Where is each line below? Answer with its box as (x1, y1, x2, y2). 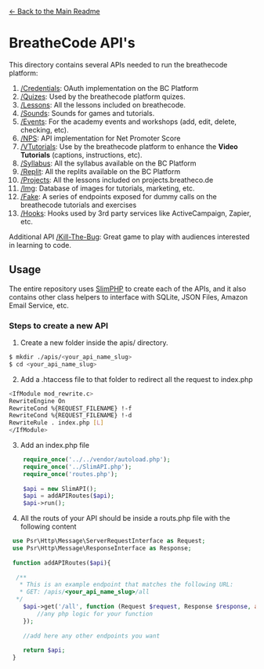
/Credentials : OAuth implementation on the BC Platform (20, 83, 199, 93)
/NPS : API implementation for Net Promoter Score (20, 133, 181, 143)
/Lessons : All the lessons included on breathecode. (20, 100, 186, 109)
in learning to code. (9, 240, 72, 249)
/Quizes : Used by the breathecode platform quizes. (20, 92, 186, 101)
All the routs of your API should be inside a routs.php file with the (20, 514, 230, 523)
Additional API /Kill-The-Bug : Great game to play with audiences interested (9, 231, 250, 242)
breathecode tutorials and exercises (20, 200, 137, 209)
